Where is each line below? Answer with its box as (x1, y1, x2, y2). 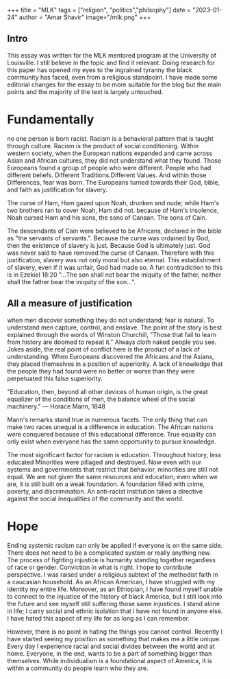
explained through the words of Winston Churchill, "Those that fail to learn (7, 330, 217, 338)
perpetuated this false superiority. (7, 374, 103, 382)
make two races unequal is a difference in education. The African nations (7, 422, 214, 431)
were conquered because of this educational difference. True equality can (7, 430, 216, 438)
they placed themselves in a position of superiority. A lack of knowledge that (7, 360, 223, 368)
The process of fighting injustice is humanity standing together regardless (7, 555, 216, 564)
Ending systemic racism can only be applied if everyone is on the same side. (7, 541, 223, 549)
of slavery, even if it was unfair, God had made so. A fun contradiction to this (7, 263, 223, 271)
